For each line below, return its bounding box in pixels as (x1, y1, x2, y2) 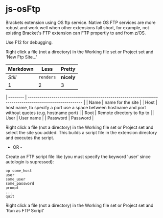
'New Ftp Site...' (5, 54, 38, 59)
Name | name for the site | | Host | (89, 99, 158, 105)
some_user (5, 177, 26, 181)
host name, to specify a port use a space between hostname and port (5, 104, 146, 110)
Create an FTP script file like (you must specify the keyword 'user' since (5, 154, 151, 159)
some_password (5, 181, 35, 186)
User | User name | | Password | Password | (5, 115, 94, 120)
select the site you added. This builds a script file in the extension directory (5, 129, 157, 135)
